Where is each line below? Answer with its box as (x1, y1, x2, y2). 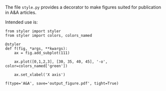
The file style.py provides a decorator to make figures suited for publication (5, 4, 162, 10)
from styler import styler (5, 29, 61, 34)
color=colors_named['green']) (5, 64, 68, 69)
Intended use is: (5, 19, 38, 25)
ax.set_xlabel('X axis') (14, 72, 66, 77)
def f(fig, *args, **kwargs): (5, 46, 68, 51)
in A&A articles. (5, 9, 37, 15)
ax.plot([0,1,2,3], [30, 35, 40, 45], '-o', (14, 59, 108, 64)
